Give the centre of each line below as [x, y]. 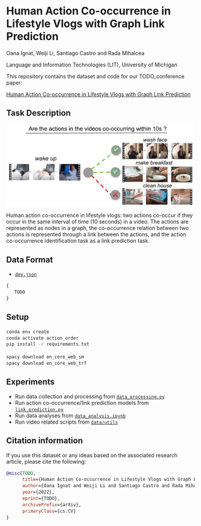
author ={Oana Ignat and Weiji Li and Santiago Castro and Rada [103, 486]
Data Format [30, 260]
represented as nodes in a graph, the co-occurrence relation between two [98, 228]
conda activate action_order [42, 338]
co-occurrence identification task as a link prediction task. [78, 241]
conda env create [28, 332]
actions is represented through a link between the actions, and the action [96, 234]
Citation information [45, 441]
